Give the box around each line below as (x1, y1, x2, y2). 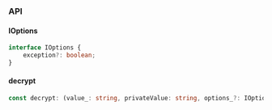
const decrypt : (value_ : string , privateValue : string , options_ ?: (8, 94, 241, 102)
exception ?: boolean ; (23, 51, 96, 59)
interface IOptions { (8, 44, 82, 52)
